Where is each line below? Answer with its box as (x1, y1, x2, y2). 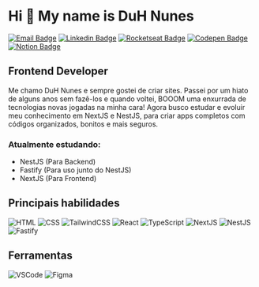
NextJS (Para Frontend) (19, 174, 97, 183)
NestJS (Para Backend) (19, 157, 96, 167)
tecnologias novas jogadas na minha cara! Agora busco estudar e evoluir (8, 102, 246, 111)
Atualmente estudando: (8, 138, 101, 149)
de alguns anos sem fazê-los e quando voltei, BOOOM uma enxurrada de (8, 94, 246, 104)
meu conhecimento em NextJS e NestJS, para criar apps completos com (8, 111, 246, 120)
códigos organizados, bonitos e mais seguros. (8, 119, 159, 129)
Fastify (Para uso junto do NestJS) (19, 165, 132, 175)
